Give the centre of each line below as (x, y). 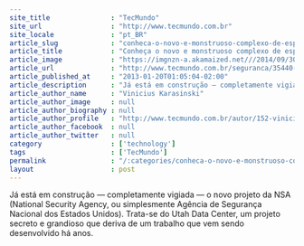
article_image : (62, 60)
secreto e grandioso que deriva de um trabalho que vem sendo (127, 223)
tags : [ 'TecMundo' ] (89, 152)
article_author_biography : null (72, 110)
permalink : (62, 161)
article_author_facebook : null (72, 128)
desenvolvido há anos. (51, 233)
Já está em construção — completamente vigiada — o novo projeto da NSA (150, 194)
